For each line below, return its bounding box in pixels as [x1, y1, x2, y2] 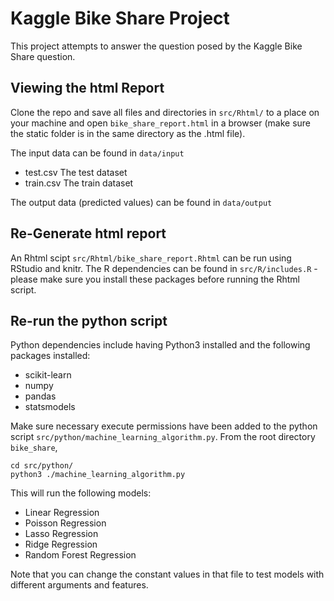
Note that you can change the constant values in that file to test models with [10, 568, 325, 581]
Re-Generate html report [10, 225, 167, 242]
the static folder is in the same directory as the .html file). [10, 127, 246, 139]
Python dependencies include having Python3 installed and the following [10, 339, 311, 351]
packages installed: [10, 350, 91, 362]
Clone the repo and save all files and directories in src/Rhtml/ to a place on [10, 106, 320, 118]
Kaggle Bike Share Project [10, 7, 230, 30]
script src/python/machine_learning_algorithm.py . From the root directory [10, 431, 316, 443]
